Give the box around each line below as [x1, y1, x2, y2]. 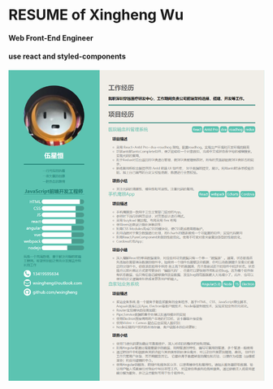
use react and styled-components [8, 51, 126, 62]
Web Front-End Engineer [8, 32, 93, 42]
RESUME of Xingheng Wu [8, 6, 184, 24]
